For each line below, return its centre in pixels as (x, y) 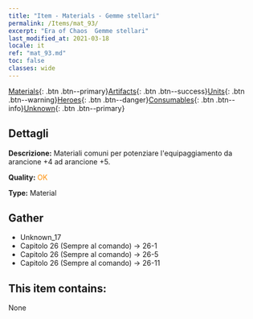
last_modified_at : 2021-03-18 (59, 38)
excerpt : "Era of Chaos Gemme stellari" (79, 31)
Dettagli (29, 134)
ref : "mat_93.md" (37, 53)
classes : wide (32, 68)
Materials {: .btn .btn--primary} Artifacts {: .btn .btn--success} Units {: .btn (126, 91)
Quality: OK (28, 177)
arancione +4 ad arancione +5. (59, 161)
